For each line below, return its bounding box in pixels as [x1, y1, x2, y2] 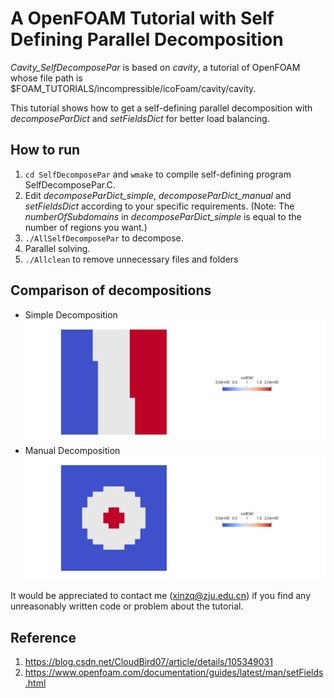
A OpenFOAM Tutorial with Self [10, 7, 275, 30]
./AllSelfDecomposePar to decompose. [24, 232, 184, 244]
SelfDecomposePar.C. [24, 178, 116, 191]
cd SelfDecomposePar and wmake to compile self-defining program [24, 168, 292, 180]
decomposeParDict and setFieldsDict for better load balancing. [10, 112, 270, 124]
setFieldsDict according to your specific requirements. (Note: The [24, 200, 295, 212]
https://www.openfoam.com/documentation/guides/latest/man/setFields [24, 667, 324, 679]
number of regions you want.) [24, 221, 148, 233]
